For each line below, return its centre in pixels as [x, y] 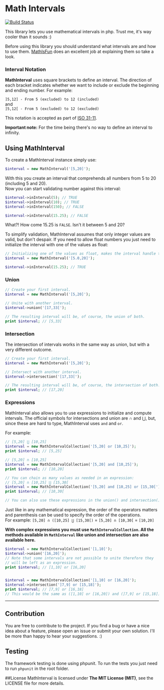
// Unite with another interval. [39, 303]
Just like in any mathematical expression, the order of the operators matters [81, 510]
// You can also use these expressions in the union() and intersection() [83, 500]
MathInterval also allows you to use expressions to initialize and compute [79, 413]
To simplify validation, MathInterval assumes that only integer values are [78, 234]
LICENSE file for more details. [35, 683]
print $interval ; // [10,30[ [35, 492]
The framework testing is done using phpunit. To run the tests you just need [81, 663]
